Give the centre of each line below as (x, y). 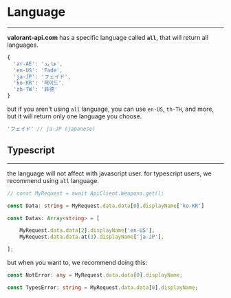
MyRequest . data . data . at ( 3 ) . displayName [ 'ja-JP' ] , (92, 237)
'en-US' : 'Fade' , (38, 70)
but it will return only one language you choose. (75, 116)
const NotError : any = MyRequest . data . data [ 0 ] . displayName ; (95, 275)
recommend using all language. (53, 180)
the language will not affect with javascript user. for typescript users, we (109, 173)
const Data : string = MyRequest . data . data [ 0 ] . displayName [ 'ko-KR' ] (106, 206)
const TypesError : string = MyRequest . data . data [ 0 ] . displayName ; (103, 287)
